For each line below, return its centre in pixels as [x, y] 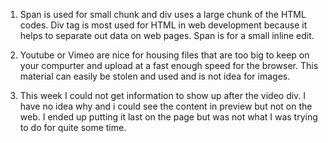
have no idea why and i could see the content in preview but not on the [166, 106]
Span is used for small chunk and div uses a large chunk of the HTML [163, 14]
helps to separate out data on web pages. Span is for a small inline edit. [167, 35]
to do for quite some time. [73, 127]
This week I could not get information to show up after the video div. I [163, 95]
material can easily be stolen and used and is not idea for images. [155, 76]
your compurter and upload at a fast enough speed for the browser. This [169, 65]
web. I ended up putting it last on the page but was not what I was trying [168, 117]
